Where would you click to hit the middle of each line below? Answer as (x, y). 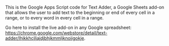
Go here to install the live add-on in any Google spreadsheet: (68, 27)
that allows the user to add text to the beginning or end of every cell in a (80, 12)
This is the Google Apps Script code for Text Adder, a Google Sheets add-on (85, 7)
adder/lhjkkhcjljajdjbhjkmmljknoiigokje (45, 38)
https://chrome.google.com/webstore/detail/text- (56, 33)
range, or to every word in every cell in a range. (54, 18)
